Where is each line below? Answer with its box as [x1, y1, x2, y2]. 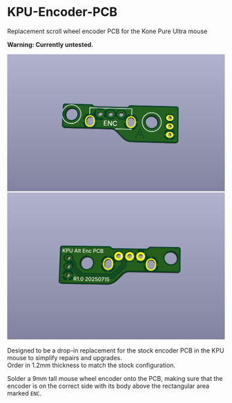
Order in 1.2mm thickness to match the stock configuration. [7, 361, 176, 369]
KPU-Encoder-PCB [7, 4, 118, 20]
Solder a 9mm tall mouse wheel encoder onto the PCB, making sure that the [7, 375, 223, 382]
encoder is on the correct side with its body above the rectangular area [7, 382, 209, 390]
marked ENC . [7, 389, 42, 397]
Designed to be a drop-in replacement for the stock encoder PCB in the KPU [7, 346, 224, 355]
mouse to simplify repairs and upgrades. [7, 354, 122, 362]
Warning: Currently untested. [7, 40, 94, 48]
